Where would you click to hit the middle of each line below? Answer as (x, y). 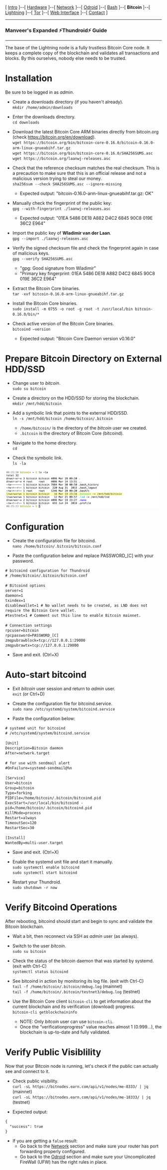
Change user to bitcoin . (36, 383)
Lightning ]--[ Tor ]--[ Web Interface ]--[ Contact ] (56, 12)
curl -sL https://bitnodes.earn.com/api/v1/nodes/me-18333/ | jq (81, 1097)
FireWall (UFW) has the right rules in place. (64, 1162)
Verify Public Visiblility (53, 1052)
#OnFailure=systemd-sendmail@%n (39, 768)
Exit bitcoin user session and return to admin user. (64, 689)
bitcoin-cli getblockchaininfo (45, 1013)
